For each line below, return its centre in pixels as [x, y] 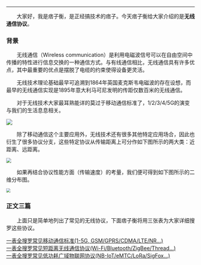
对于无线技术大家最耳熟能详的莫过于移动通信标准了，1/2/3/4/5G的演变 [103, 103]
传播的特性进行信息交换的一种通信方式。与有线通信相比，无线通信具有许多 [98, 62]
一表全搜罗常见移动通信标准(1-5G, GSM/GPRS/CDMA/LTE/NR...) [85, 240]
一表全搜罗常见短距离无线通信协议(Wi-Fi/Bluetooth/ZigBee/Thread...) [91, 248]
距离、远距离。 [25, 149]
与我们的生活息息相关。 [35, 110]
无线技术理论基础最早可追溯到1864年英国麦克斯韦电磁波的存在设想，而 [104, 83]
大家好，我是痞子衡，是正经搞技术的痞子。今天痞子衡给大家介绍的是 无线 [106, 16]
